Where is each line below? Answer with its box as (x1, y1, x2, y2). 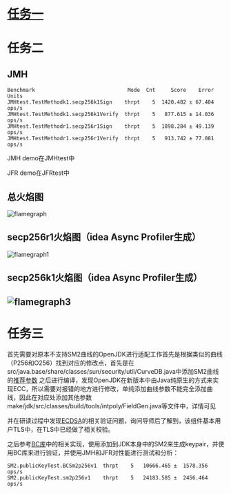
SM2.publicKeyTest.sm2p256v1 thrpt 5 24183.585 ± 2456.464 (7, 474, 208, 481)
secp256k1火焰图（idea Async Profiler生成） (7, 272, 203, 284)
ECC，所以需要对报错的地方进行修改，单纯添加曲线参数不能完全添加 (12, 384, 207, 392)
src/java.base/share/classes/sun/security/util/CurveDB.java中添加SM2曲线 (7, 367, 219, 375)
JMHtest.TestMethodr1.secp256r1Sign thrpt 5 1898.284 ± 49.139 (7, 123, 214, 130)
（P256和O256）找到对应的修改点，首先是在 (7, 359, 134, 367)
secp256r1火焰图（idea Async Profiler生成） (7, 231, 201, 243)
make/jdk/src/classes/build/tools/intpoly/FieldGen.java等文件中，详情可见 (7, 401, 216, 410)
